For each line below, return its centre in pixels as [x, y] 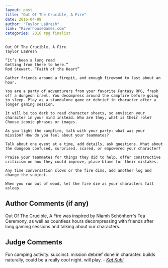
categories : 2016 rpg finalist [38, 33]
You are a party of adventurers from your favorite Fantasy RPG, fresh [82, 91]
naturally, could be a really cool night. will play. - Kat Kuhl [64, 259]
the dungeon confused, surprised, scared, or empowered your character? [83, 149]
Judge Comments [34, 242]
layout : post [19, 10]
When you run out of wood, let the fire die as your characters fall [80, 184]
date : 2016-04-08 [23, 19]
